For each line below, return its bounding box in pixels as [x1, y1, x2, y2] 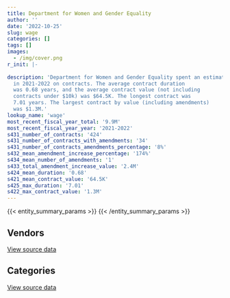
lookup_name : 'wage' [7, 112, 66, 119]
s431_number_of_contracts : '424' [7, 131, 103, 138]
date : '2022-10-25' [7, 23, 63, 29]
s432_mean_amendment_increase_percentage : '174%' [7, 150, 152, 158]
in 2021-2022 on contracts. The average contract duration [13, 80, 186, 87]
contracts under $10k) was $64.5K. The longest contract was [13, 93, 192, 100]
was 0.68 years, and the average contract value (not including [13, 86, 201, 93]
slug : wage [7, 29, 38, 36]
